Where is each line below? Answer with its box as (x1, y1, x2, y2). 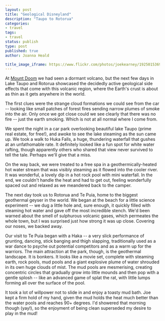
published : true (5, 48, 38, 53)
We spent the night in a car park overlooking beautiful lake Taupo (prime (5, 126, 152, 132)
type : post (5, 44, 27, 49)
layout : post (5, 7, 32, 12)
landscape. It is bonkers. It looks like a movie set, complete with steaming (5, 254, 154, 260)
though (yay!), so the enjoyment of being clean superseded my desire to (5, 305, 151, 311)
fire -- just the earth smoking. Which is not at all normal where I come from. (5, 116, 158, 122)
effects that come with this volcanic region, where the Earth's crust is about (5, 86, 158, 92)
